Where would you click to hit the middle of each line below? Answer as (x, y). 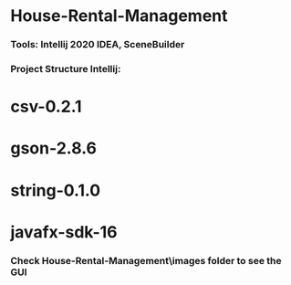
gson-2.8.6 (54, 148)
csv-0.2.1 (46, 107)
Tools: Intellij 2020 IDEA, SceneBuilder (98, 45)
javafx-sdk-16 (64, 232)
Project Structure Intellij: (66, 69)
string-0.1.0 (56, 190)
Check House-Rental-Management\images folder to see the (146, 260)
